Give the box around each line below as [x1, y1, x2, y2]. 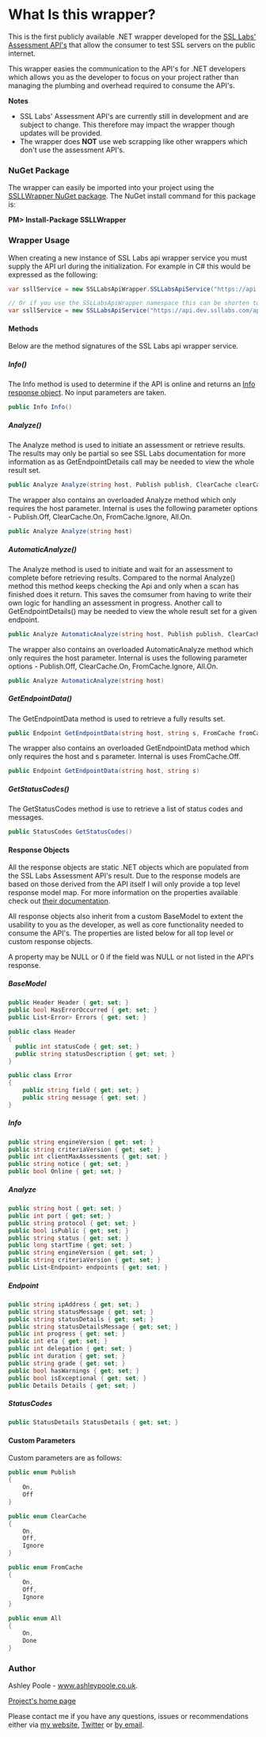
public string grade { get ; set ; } [8, 1359, 126, 1367]
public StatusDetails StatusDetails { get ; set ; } [8, 1419, 179, 1427]
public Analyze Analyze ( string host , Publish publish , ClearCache [8, 481, 232, 489]
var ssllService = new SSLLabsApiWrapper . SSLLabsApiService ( [8, 285, 215, 293]
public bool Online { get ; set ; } [8, 1168, 123, 1175]
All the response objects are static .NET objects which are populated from [8, 863, 249, 872]
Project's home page [8, 1697, 77, 1705]
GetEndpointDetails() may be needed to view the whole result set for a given [8, 606, 257, 615]
